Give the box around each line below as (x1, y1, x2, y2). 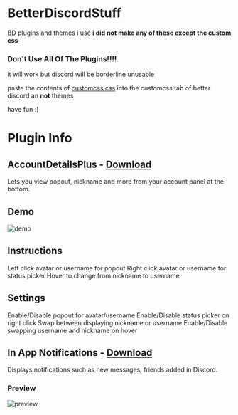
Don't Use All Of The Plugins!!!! (7, 53, 117, 63)
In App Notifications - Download (7, 347, 153, 359)
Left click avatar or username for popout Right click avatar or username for (7, 263, 227, 272)
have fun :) (7, 105, 39, 114)
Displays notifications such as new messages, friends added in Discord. (7, 365, 218, 374)
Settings (7, 292, 46, 304)
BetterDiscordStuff (7, 5, 122, 21)
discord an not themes (7, 91, 74, 100)
